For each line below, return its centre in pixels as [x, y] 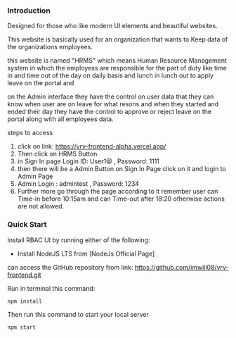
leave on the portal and [41, 83]
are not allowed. [41, 206]
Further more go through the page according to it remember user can [118, 192]
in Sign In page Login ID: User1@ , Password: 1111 [88, 161]
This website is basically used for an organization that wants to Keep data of [118, 39]
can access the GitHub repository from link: [70, 267]
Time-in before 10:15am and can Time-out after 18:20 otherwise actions [121, 199]
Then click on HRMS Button [57, 154]
